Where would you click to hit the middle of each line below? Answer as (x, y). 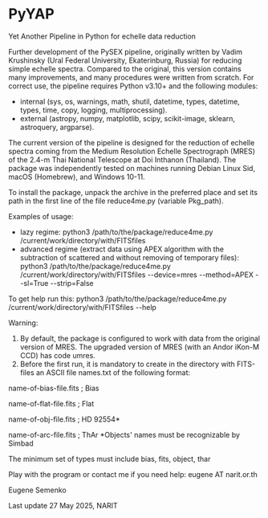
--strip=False (72, 283)
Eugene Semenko (37, 490)
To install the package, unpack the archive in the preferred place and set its (133, 192)
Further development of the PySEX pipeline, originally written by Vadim (126, 51)
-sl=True (34, 283)
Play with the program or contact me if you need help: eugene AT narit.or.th (133, 474)
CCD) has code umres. (58, 355)
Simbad (21, 443)
